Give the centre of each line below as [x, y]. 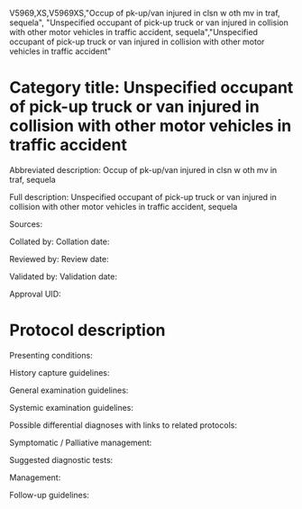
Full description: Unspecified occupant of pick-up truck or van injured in [143, 196]
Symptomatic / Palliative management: [81, 442]
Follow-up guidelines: [50, 495]
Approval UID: [35, 294]
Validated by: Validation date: [63, 276]
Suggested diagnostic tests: [61, 459]
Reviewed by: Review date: [59, 259]
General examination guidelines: [69, 390]
